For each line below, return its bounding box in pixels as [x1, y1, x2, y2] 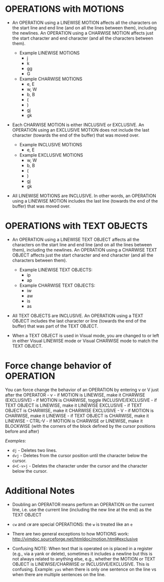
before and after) [5, 428, 40, 434]
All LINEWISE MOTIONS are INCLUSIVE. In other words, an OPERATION [12, 192, 157, 199]
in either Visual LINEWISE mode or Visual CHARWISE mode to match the [12, 338, 158, 344]
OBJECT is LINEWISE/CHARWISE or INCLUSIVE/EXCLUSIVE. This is [12, 561, 149, 567]
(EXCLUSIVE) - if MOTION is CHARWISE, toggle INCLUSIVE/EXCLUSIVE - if [5, 397, 157, 403]
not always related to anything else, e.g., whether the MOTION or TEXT [12, 556, 156, 561]
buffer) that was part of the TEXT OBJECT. [12, 323, 98, 329]
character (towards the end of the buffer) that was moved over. [12, 132, 140, 138]
